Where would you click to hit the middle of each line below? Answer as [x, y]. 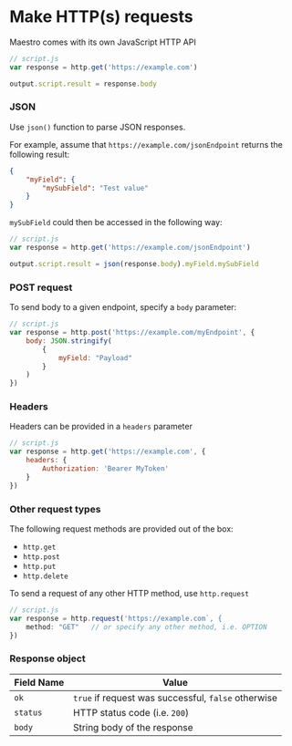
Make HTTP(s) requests [101, 17]
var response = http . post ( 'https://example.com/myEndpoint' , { [132, 333]
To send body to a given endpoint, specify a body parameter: [123, 307]
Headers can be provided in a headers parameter [101, 427]
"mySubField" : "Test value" [95, 188]
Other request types [55, 509]
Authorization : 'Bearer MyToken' [106, 469]
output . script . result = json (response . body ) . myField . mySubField [134, 264]
